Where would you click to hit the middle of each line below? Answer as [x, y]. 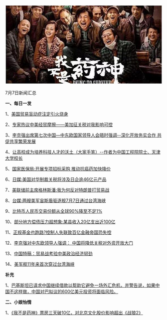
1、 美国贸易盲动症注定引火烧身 [37, 114]
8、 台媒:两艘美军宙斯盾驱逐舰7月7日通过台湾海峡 [56, 200]
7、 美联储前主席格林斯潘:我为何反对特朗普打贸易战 [57, 190]
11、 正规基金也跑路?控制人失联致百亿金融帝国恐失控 [58, 232]
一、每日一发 [18, 103]
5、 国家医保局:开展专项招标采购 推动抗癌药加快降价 [58, 168]
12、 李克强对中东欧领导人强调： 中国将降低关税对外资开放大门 [69, 243]
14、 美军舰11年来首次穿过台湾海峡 [40, 264]
